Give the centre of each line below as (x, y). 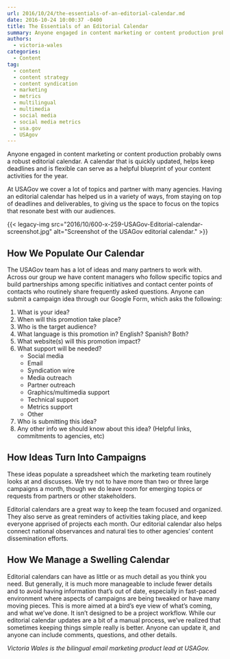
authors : (20, 39)
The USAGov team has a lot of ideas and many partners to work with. (105, 270)
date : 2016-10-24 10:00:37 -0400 (55, 20)
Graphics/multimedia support (68, 392)
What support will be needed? (59, 349)
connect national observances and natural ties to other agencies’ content (110, 531)
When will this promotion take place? (69, 320)
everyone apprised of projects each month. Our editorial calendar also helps (115, 524)
